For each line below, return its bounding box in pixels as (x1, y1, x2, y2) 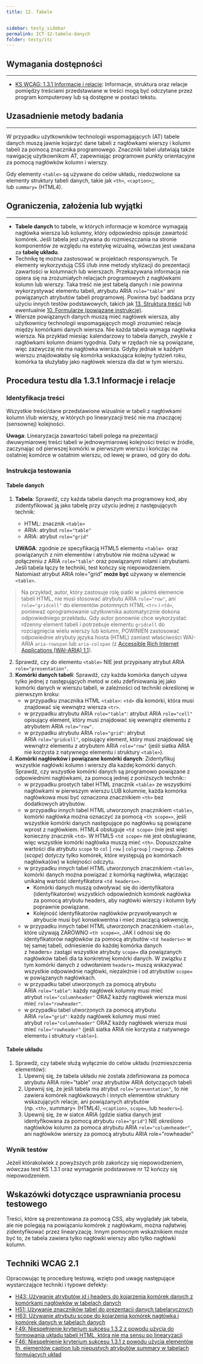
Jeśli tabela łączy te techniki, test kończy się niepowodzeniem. (14, 563, 172, 571)
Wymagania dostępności (6, 59, 103, 69)
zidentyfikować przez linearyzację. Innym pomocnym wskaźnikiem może (6, 1228, 188, 1235)
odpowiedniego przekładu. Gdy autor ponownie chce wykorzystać (21, 614, 187, 622)
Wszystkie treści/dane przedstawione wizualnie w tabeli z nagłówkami (6, 408, 182, 415)
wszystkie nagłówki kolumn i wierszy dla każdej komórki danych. (14, 761, 177, 768)
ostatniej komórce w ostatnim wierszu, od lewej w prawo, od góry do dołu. (6, 451, 192, 459)
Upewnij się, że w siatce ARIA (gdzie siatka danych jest (24, 1110, 161, 1118)
